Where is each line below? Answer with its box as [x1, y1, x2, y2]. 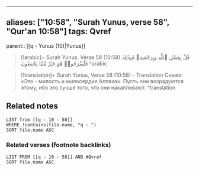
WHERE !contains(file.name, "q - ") [6, 122, 97, 127]
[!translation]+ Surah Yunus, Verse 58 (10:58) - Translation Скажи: [20, 71, 184, 79]
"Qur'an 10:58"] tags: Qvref [6, 27, 111, 37]
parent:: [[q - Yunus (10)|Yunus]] [6, 42, 86, 49]
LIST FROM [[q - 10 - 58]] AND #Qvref [6, 154, 102, 160]
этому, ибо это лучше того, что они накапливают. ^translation [20, 84, 176, 91]
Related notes [6, 101, 58, 111]
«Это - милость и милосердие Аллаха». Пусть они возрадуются [20, 77, 184, 84]
